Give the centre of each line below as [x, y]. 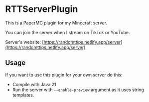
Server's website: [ [24, 42]
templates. [23, 95]
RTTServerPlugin [42, 9]
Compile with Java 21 [34, 84]
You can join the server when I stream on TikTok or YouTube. [68, 32]
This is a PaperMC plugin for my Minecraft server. [56, 23]
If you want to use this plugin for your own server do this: [64, 75]
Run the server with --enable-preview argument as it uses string [78, 90]
